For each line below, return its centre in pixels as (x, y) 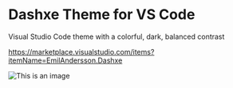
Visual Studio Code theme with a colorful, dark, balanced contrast (116, 36)
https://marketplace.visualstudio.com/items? (81, 52)
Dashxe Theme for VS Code (102, 15)
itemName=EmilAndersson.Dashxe (65, 60)
